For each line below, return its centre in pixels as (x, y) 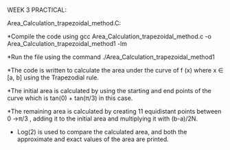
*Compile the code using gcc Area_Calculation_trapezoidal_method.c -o (109, 36)
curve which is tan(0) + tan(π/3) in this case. (70, 98)
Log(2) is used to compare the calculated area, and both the (102, 132)
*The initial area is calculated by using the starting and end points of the (109, 91)
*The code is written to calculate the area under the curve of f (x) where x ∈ (115, 70)
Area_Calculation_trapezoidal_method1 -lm (67, 43)
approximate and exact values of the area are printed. (93, 139)
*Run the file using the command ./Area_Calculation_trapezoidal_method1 (111, 57)
